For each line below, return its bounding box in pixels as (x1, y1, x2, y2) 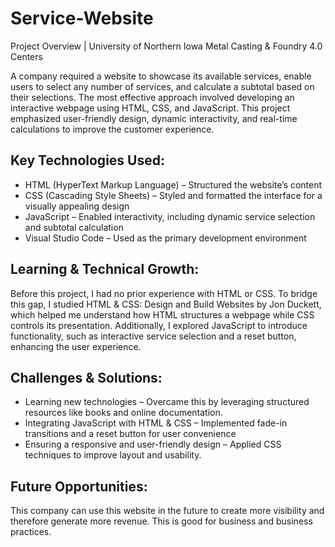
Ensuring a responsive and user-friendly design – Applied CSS (24, 438, 282, 451)
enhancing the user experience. (10, 340, 142, 352)
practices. (10, 526, 52, 538)
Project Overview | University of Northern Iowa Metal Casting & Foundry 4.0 (10, 40, 323, 52)
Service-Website (10, 7, 154, 30)
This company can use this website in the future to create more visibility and (10, 505, 325, 517)
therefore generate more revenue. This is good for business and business (10, 515, 313, 527)
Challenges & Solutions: (10, 369, 163, 386)
